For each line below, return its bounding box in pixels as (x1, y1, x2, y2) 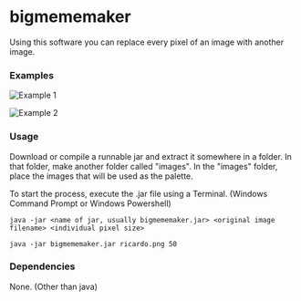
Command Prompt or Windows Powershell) (9, 198, 171, 209)
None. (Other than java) (9, 281, 99, 292)
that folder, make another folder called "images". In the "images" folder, (9, 161, 278, 171)
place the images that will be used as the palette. (9, 171, 193, 182)
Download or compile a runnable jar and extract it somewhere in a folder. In (9, 150, 292, 161)
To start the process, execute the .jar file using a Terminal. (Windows (9, 188, 268, 199)
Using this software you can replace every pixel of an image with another (9, 36, 285, 47)
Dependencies (9, 260, 76, 273)
